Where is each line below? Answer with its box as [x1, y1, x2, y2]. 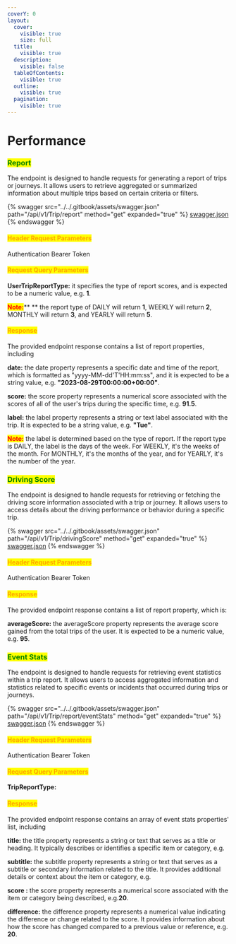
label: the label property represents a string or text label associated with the [7, 413, 228, 421]
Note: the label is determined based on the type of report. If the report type [7, 434, 227, 442]
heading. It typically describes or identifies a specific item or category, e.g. [7, 844, 225, 852]
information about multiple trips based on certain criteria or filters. [7, 189, 199, 198]
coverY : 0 [7, 10, 37, 18]
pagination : [13, 96, 49, 103]
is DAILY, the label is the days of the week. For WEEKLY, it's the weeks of [7, 442, 220, 450]
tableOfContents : [13, 69, 65, 76]
